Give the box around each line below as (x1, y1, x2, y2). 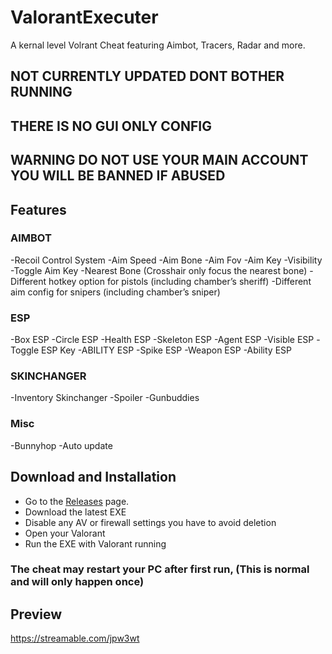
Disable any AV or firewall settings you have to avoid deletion (24, 516, 277, 528)
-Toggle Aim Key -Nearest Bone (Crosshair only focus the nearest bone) (10, 264, 308, 276)
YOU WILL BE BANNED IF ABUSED (10, 167, 226, 185)
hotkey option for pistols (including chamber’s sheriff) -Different (48, 275, 312, 287)
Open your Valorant (24, 527, 106, 539)
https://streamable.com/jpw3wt (10, 632, 140, 645)
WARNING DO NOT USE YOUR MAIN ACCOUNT (10, 152, 309, 169)
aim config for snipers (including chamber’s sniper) (10, 286, 221, 298)
